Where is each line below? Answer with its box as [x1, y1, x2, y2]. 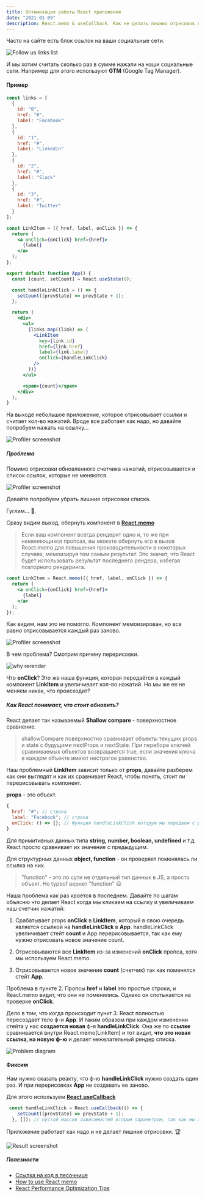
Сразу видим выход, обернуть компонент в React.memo [6, 519, 155, 526]
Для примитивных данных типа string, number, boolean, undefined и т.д [6, 837, 195, 844]
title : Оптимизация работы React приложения [6, 9, 121, 15]
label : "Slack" [17, 174, 56, 180]
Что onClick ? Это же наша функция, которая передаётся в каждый [6, 674, 181, 682]
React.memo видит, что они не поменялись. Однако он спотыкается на [6, 991, 191, 998]
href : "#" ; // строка [12, 809, 67, 815]
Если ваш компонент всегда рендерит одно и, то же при [21, 531, 169, 538]
